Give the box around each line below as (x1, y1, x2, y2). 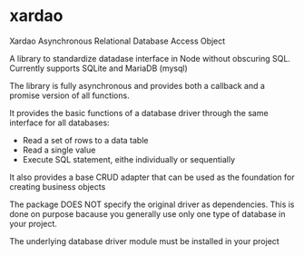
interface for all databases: (9, 117, 111, 128)
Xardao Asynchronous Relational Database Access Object (9, 35, 226, 46)
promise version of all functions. (9, 90, 130, 101)
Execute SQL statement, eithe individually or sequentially (22, 153, 236, 164)
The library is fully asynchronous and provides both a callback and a (9, 80, 266, 91)
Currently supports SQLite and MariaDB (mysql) (9, 63, 188, 74)
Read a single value (22, 144, 96, 155)
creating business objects (9, 181, 106, 192)
